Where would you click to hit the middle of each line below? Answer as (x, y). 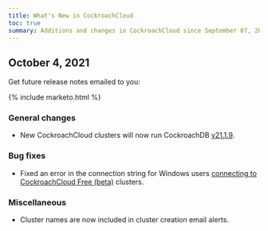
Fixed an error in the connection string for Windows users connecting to (138, 173)
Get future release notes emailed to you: (75, 82)
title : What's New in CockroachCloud (71, 16)
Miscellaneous (37, 202)
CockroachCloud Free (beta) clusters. (82, 182)
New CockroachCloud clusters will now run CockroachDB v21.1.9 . (127, 135)
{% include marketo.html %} (55, 97)
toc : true (25, 23)
